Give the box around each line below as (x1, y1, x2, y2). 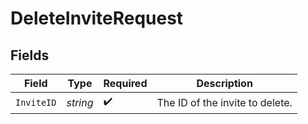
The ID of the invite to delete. (156, 95, 293, 109)
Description (196, 77, 253, 90)
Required (103, 77, 148, 90)
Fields (10, 47, 50, 64)
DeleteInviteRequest (10, 7, 184, 30)
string (66, 95, 94, 109)
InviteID (15, 97, 57, 108)
